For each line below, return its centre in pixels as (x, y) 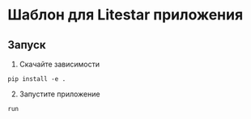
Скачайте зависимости (60, 64)
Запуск (27, 45)
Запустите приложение (60, 94)
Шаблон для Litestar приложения (125, 15)
